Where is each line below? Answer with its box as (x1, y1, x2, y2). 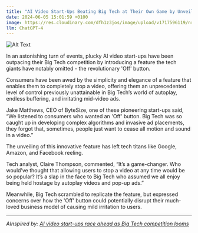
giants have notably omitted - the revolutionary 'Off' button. (6, 65, 151, 72)
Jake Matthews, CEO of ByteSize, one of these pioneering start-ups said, (6, 106, 184, 114)
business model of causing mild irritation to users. (20, 204, 143, 211)
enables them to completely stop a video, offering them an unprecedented (6, 83, 187, 90)
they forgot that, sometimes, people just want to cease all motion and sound (6, 125, 191, 132)
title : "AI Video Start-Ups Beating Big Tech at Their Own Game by (6, 8, 176, 15)
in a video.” (6, 132, 34, 139)
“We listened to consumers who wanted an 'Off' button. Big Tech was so (6, 113, 183, 120)
